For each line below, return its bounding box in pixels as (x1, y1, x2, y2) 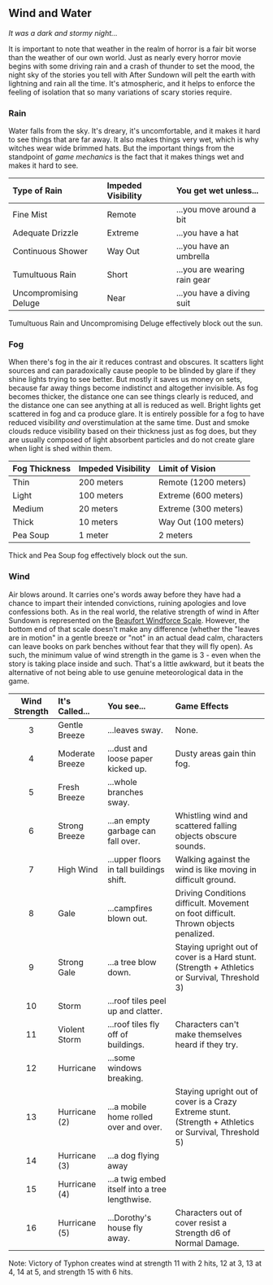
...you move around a (175, 204, 257, 215)
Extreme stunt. (175, 1106, 232, 1117)
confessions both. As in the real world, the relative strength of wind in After (8, 607, 260, 616)
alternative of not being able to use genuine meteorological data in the (8, 667, 244, 677)
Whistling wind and (175, 809, 249, 821)
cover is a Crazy (175, 1095, 237, 1107)
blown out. (106, 912, 148, 923)
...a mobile (106, 1101, 147, 1112)
